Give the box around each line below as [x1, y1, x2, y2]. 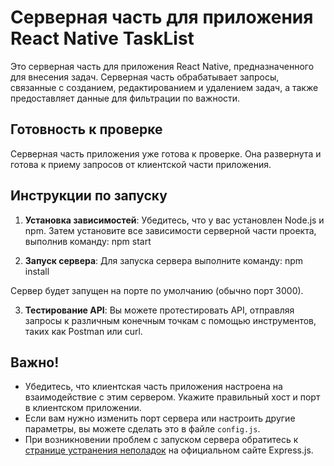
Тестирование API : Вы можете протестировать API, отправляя [24, 304, 295, 316]
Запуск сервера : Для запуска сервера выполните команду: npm [24, 254, 304, 266]
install [24, 265, 50, 277]
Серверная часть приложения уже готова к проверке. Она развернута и [10, 147, 322, 160]
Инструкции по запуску [10, 187, 168, 205]
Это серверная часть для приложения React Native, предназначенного [10, 60, 315, 72]
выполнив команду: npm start [24, 235, 152, 247]
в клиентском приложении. [24, 402, 142, 414]
